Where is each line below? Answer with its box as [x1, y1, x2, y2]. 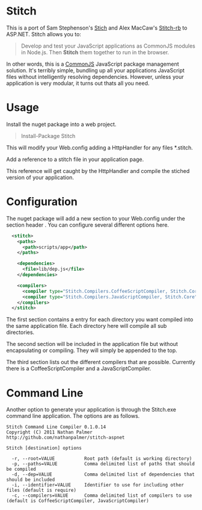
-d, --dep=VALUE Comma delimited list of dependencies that [11, 471, 195, 477]
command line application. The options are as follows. [6, 412, 140, 420]
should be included [6, 477, 55, 483]
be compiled [6, 466, 36, 473]
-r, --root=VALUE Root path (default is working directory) [11, 456, 192, 462]
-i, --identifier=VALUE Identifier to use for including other [11, 482, 185, 488]
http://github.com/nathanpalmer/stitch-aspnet [6, 435, 125, 441]
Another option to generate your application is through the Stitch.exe [6, 406, 176, 414]
